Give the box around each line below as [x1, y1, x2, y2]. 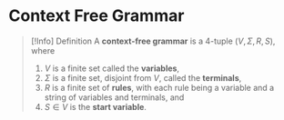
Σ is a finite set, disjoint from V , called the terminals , [44, 72, 242, 83]
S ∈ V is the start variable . [44, 101, 147, 112]
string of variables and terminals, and [44, 92, 185, 103]
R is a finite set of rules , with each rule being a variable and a [44, 82, 275, 93]
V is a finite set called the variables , [44, 63, 179, 74]
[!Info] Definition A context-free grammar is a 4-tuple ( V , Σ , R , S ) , [30, 35, 276, 46]
